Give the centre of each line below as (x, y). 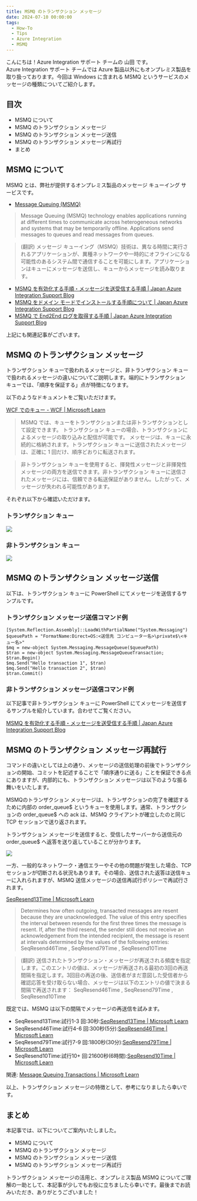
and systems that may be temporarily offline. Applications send (97, 228)
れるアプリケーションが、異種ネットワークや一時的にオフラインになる (106, 254)
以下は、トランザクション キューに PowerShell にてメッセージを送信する (94, 593)
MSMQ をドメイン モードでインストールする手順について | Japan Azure (101, 302)
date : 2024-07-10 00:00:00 (39, 17)
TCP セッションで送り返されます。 (48, 822)
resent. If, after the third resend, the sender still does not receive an (102, 930)
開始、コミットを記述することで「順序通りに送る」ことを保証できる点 (106, 772)
